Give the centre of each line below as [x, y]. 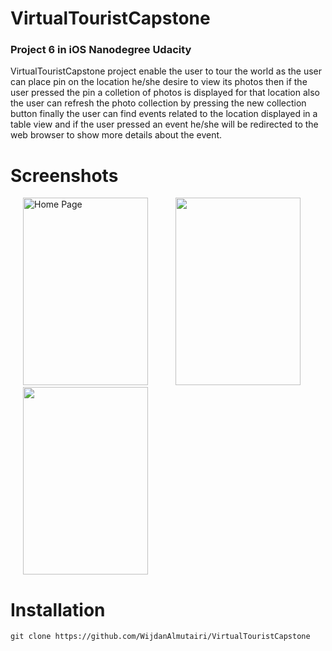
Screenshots [64, 175]
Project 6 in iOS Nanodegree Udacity [101, 50]
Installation [58, 609]
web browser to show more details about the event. [116, 135]
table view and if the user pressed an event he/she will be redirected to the [164, 124]
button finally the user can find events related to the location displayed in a [164, 114]
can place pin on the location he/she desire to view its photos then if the [159, 82]
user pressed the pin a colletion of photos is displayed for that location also [165, 93]
